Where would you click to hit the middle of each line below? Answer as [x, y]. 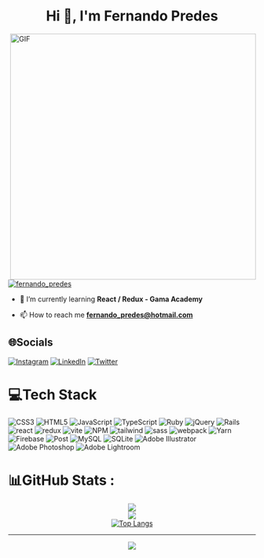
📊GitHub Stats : [62, 480]
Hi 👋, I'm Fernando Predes [132, 16]
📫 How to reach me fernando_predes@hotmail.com [106, 315]
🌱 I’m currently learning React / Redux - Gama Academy [111, 299]
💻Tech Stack [53, 395]
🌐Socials [31, 343]
